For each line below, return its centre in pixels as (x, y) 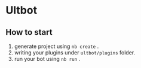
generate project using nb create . (56, 46)
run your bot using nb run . (47, 59)
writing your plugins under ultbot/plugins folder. (75, 53)
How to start (29, 32)
